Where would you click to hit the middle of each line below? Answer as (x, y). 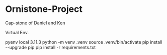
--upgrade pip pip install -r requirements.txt (51, 47)
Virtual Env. (17, 32)
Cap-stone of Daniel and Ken (35, 23)
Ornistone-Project (44, 9)
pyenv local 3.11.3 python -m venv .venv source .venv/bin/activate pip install (84, 42)
